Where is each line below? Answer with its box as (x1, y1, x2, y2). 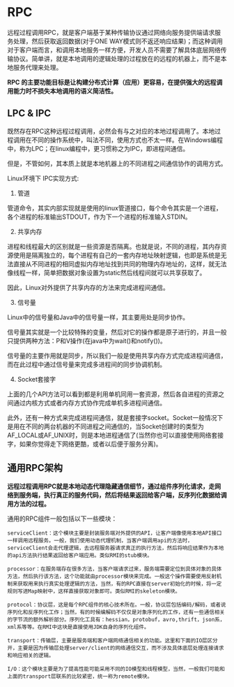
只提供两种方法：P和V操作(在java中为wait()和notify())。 (7, 336, 166, 345)
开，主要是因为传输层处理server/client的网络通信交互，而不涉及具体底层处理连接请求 (7, 644, 224, 651)
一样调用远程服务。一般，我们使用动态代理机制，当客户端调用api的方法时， (7, 537, 193, 544)
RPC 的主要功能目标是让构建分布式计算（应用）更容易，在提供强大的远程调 (7, 78, 223, 86)
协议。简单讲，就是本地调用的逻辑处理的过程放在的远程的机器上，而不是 (13, 54, 221, 63)
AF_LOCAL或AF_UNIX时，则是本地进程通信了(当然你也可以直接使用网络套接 (7, 431, 224, 439)
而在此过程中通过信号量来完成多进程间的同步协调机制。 (7, 360, 166, 368)
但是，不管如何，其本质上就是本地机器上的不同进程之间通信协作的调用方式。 (7, 159, 227, 168)
